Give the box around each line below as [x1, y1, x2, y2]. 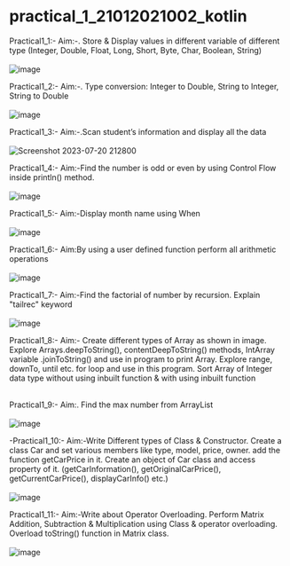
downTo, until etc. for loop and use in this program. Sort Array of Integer [9, 363, 273, 373]
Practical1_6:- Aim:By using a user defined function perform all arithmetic [9, 244, 277, 255]
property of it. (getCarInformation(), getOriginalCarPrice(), [9, 463, 222, 474]
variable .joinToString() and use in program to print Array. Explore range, [9, 353, 273, 365]
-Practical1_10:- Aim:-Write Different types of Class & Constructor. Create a [9, 435, 282, 445]
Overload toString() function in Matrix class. [9, 528, 169, 538]
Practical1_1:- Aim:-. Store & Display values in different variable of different [9, 35, 280, 46]
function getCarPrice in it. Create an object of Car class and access [9, 454, 255, 465]
